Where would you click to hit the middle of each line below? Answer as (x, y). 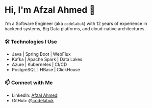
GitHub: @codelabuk (33, 100)
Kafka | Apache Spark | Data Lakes (47, 59)
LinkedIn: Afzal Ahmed (35, 95)
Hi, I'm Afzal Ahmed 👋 (50, 10)
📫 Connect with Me (29, 83)
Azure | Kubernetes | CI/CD (39, 65)
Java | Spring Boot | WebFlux (41, 54)
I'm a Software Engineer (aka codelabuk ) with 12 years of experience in (76, 23)
